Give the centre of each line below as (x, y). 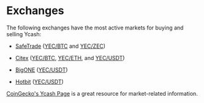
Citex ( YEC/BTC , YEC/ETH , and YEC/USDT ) (70, 58)
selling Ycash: (24, 34)
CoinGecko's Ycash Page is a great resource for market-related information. (102, 93)
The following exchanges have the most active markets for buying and (95, 28)
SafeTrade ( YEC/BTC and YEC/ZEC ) (60, 46)
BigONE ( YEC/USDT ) (42, 70)
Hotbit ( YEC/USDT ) (40, 82)
